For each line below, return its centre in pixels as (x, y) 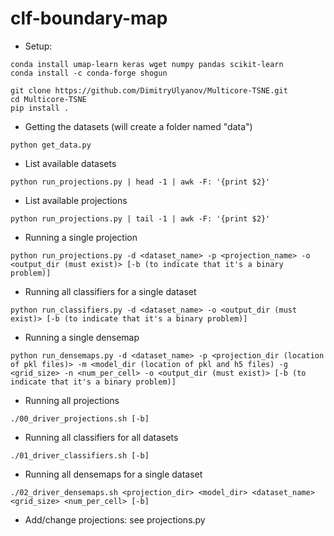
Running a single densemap (82, 337)
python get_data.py (51, 145)
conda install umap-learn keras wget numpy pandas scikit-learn (147, 64)
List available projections (76, 200)
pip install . (40, 108)
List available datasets (70, 163)
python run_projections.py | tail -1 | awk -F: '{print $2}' (140, 218)
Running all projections (72, 400)
